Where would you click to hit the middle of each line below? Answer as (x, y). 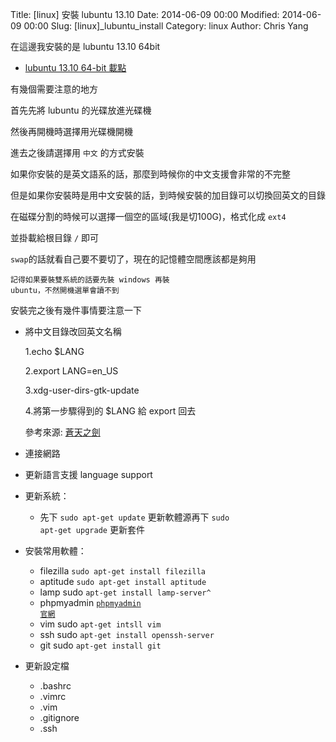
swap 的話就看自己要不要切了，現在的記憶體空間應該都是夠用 (133, 259)
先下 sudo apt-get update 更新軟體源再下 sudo (134, 517)
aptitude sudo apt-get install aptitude (123, 581)
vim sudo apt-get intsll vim (100, 624)
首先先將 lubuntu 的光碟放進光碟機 (81, 110)
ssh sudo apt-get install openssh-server (127, 634)
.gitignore (59, 717)
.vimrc (53, 696)
